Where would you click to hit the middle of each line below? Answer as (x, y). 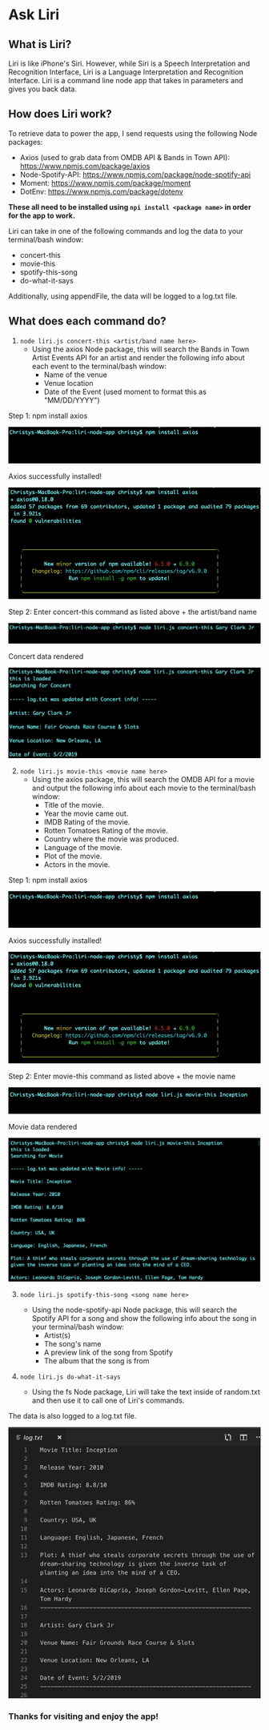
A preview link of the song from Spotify (108, 1352)
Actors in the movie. (77, 864)
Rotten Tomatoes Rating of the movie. (106, 830)
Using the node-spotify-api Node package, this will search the (134, 1310)
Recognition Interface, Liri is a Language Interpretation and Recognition (126, 72)
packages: (26, 142)
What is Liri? (40, 44)
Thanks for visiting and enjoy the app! (83, 1716)
